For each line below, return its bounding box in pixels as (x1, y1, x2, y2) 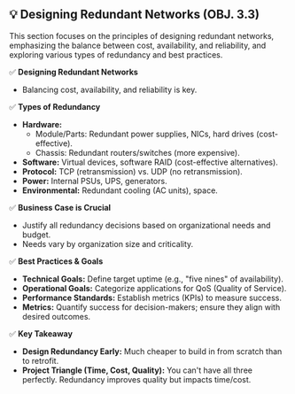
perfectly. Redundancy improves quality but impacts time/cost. (21, 374, 252, 384)
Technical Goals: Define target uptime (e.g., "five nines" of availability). (21, 274, 283, 284)
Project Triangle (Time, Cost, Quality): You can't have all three (21, 365, 252, 375)
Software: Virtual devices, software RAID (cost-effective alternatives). (21, 157, 279, 167)
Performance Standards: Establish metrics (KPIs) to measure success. (21, 292, 282, 303)
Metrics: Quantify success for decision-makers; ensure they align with (21, 301, 281, 313)
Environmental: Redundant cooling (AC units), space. (21, 185, 219, 196)
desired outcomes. (21, 311, 91, 321)
